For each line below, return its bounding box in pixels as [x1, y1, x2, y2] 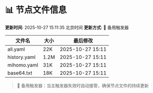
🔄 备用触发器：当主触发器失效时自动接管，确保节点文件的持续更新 [17, 82, 149, 88]
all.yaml [7, 46, 25, 53]
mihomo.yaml [7, 61, 38, 68]
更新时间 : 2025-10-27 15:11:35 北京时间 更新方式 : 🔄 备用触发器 [5, 24, 129, 30]
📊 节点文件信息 [5, 4, 67, 16]
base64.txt [7, 69, 33, 76]
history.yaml [7, 54, 35, 60]
